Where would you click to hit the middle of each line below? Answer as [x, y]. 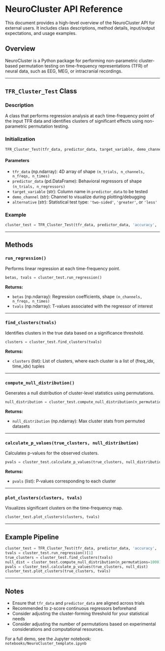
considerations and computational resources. [58, 629]
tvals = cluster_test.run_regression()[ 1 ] [49, 553]
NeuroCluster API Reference [64, 9]
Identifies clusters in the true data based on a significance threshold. [74, 333]
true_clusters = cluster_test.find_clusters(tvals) [59, 557]
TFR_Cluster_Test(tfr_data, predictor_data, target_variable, [70, 149]
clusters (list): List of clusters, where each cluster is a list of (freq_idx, [83, 361]
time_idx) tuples [28, 366]
